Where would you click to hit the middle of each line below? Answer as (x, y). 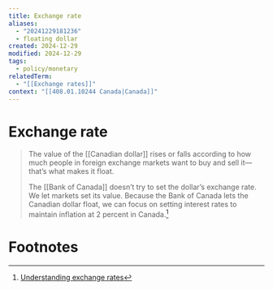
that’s (37, 171)
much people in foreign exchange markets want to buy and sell (134, 162)
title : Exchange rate (45, 16)
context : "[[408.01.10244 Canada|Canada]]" (83, 91)
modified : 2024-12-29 (45, 54)
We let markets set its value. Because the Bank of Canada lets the (139, 196)
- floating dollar (47, 39)
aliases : (23, 24)
